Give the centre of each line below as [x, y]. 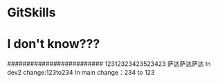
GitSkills [31, 13]
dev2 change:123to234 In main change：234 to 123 [81, 73]
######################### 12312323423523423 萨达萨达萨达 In [109, 64]
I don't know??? [54, 44]
